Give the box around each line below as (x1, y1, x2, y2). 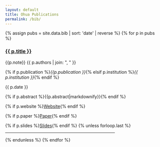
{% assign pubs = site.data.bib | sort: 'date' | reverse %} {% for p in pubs (5, 30, 155, 36)
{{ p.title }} (5, 48, 32, 55)
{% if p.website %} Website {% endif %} (5, 103, 85, 109)
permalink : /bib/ (5, 16, 41, 21)
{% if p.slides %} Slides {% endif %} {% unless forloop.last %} (5, 123, 131, 129)
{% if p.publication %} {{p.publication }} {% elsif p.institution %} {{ (5, 69, 138, 75)
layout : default (5, 7, 39, 12)
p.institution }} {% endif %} (5, 74, 60, 80)
